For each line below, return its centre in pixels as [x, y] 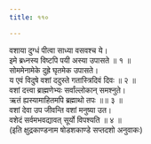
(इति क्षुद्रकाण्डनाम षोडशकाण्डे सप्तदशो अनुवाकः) [76, 130]
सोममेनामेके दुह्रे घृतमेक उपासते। [54, 70]
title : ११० [29, 17]
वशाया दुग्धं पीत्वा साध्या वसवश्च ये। [59, 50]
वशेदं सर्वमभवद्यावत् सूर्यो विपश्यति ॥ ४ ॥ [65, 119]
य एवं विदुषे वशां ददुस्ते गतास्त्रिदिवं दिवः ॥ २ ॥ [72, 80]
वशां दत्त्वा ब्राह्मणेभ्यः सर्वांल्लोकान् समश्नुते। [68, 90]
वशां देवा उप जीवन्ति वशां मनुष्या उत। [61, 110]
